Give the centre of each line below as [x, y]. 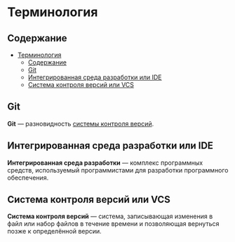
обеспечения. [28, 177]
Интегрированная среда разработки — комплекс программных [105, 163]
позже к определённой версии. [54, 231]
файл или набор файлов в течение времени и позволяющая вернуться [113, 224]
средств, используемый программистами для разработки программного [118, 170]
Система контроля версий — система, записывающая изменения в [110, 216]
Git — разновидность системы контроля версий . [81, 123]
